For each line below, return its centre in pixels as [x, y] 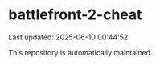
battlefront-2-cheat [75, 15]
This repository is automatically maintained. [80, 52]
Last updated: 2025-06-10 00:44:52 [68, 37]
